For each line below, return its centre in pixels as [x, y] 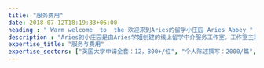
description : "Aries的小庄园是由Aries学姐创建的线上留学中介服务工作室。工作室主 [131, 37]
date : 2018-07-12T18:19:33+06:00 [63, 23]
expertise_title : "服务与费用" [56, 45]
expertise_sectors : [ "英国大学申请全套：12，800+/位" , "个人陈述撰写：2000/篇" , [132, 52]
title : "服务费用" [36, 15]
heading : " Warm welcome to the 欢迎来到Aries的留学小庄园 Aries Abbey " [131, 30]
